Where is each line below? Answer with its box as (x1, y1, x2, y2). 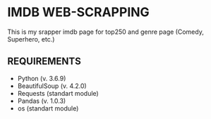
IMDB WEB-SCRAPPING (7, 4, 150, 20)
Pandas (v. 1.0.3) (17, 96, 66, 105)
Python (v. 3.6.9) (17, 74, 66, 82)
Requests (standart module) (17, 89, 99, 97)
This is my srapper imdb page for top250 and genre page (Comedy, (7, 27, 205, 36)
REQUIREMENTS (7, 56, 81, 68)
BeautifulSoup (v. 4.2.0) (17, 82, 87, 90)
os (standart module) (17, 104, 79, 113)
